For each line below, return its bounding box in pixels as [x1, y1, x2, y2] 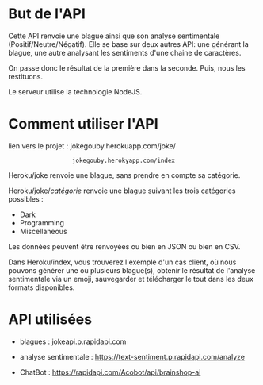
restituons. [8, 71, 44, 81]
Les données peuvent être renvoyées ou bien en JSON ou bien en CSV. [8, 241, 241, 251]
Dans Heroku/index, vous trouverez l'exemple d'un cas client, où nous [8, 257, 237, 267]
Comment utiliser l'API [8, 115, 158, 133]
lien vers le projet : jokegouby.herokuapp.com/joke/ [8, 141, 177, 151]
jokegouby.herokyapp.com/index [71, 156, 176, 164]
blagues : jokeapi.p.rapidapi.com [19, 337, 127, 346]
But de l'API [8, 5, 86, 23]
